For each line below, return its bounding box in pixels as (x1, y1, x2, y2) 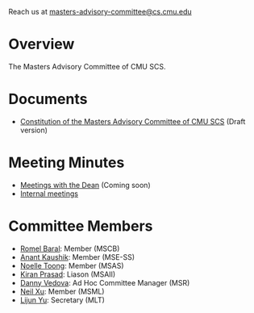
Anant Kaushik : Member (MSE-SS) (19, 252, 135, 261)
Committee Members (8, 217, 153, 235)
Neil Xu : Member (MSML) (19, 286, 105, 296)
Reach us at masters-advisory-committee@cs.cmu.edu (8, 7, 192, 16)
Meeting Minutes (8, 153, 125, 172)
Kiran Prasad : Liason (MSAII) (19, 269, 116, 279)
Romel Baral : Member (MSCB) (19, 244, 120, 253)
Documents (8, 90, 88, 108)
